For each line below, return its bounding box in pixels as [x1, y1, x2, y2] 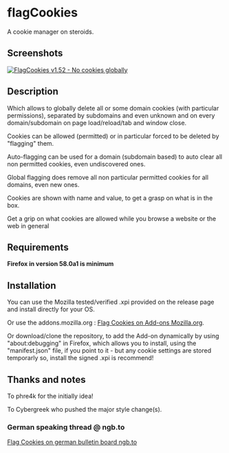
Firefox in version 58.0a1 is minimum [7, 260, 114, 268]
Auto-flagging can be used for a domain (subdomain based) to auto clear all [7, 153, 222, 161]
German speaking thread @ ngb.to [7, 422, 125, 432]
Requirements [7, 241, 69, 253]
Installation [7, 280, 56, 291]
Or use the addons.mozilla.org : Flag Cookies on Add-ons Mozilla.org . [7, 318, 205, 327]
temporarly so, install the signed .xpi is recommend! [7, 354, 154, 362]
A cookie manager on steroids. [7, 27, 94, 36]
